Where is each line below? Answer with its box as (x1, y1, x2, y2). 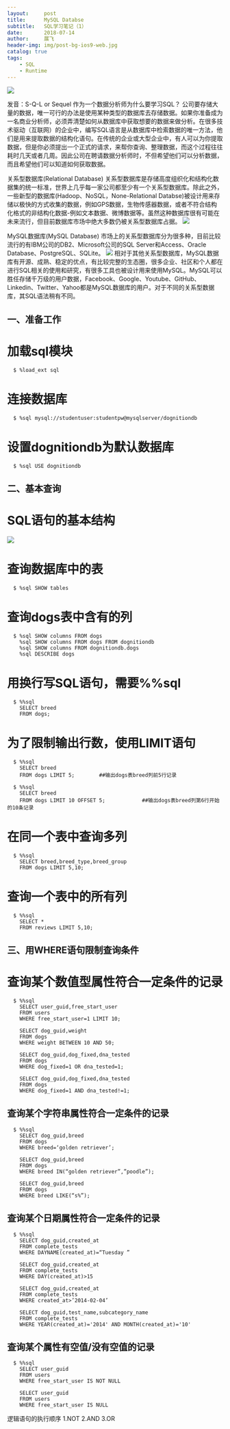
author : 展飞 (7, 36, 55, 42)
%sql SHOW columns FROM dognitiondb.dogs (19, 645, 139, 651)
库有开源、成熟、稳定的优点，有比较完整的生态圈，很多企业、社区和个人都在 (7, 258, 223, 266)
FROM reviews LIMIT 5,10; (19, 924, 94, 931)
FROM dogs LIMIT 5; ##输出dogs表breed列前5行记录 (19, 771, 177, 778)
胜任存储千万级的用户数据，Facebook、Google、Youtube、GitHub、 (7, 275, 201, 283)
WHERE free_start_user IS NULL (19, 1402, 109, 1408)
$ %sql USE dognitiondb (13, 462, 81, 469)
